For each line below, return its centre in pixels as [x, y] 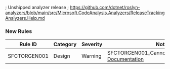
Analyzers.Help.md [25, 18]
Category [65, 44]
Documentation [125, 59]
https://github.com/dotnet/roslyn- [105, 7]
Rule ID [28, 44]
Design [62, 56]
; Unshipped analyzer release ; [37, 7]
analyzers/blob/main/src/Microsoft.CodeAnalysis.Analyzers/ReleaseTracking [85, 13]
